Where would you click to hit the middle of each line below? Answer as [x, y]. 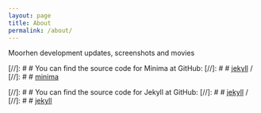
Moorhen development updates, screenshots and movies [102, 53]
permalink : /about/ [40, 30]
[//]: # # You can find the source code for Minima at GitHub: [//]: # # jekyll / [130, 68]
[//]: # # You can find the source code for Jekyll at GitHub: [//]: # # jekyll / [128, 92]
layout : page [30, 16]
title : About [30, 23]
